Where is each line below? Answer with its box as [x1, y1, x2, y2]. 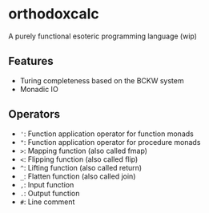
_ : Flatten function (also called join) [19, 171, 136, 181]
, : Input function [19, 179, 74, 189]
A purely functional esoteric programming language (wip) [8, 31, 198, 41]
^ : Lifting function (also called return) [19, 163, 143, 172]
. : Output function [19, 188, 80, 198]
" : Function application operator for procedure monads [19, 137, 201, 147]
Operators [8, 107, 61, 121]
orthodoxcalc [8, 5, 100, 23]
